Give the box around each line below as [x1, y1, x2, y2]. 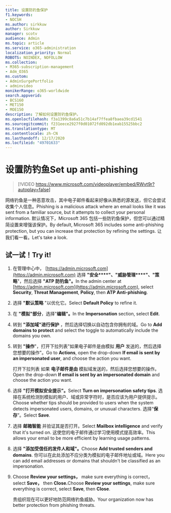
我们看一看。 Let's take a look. [5, 234, 68, 240]
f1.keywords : [5, 12, 33, 17]
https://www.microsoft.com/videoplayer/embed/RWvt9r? [35, 181, 155, 187]
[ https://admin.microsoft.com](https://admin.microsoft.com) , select [12, 284, 154, 290]
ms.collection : [5, 60, 38, 65]
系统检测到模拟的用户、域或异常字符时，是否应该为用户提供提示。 [21, 394, 160, 400]
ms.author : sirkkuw [5, 21, 47, 27]
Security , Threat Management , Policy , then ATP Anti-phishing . [12, 289, 148, 295]
